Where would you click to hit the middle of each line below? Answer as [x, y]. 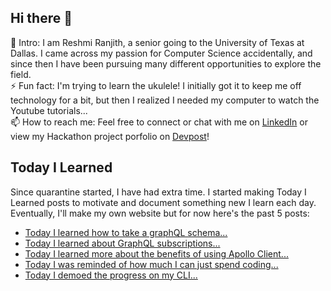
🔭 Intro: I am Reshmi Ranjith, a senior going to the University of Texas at [157, 42]
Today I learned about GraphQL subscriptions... [122, 243]
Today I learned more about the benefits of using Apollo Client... [156, 253]
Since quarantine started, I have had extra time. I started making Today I [158, 192]
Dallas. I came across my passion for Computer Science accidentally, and [161, 53]
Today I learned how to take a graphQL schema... [126, 232]
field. [21, 74]
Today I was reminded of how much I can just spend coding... [151, 264]
